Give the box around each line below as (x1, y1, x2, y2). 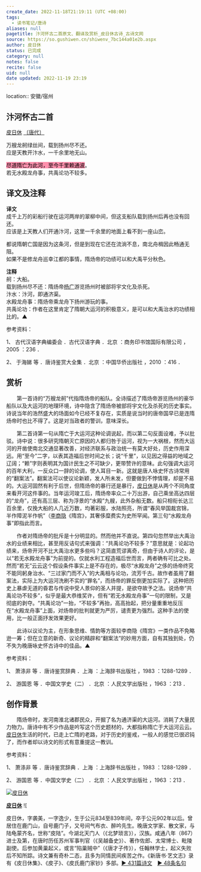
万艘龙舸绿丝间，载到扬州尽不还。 (6, 141, 90, 148)
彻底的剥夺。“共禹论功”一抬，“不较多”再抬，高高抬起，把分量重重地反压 (6, 599, 184, 607)
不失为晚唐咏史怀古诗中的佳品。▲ (6, 642, 91, 649)
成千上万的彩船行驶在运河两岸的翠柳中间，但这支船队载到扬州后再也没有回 (6, 213, 190, 220)
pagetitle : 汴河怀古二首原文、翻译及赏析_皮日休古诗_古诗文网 (6, 31, 144, 37)
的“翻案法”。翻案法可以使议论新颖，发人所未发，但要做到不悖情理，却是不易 (6, 475, 194, 482)
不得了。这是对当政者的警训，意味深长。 (32, 417, 132, 424)
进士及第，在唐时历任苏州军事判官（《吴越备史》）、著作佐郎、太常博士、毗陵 (6, 837, 193, 845)
